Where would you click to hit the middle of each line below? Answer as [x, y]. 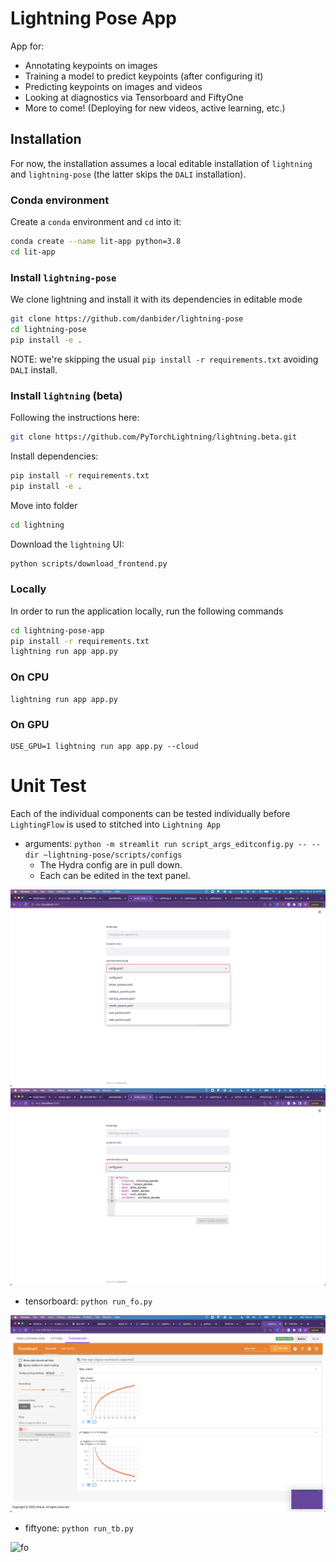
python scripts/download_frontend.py [89, 563]
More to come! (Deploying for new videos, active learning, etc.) [155, 108]
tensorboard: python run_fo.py [88, 1301]
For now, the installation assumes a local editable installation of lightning [161, 163]
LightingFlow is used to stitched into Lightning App [115, 824]
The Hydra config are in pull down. [111, 864]
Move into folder [44, 505]
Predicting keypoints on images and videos [113, 86]
